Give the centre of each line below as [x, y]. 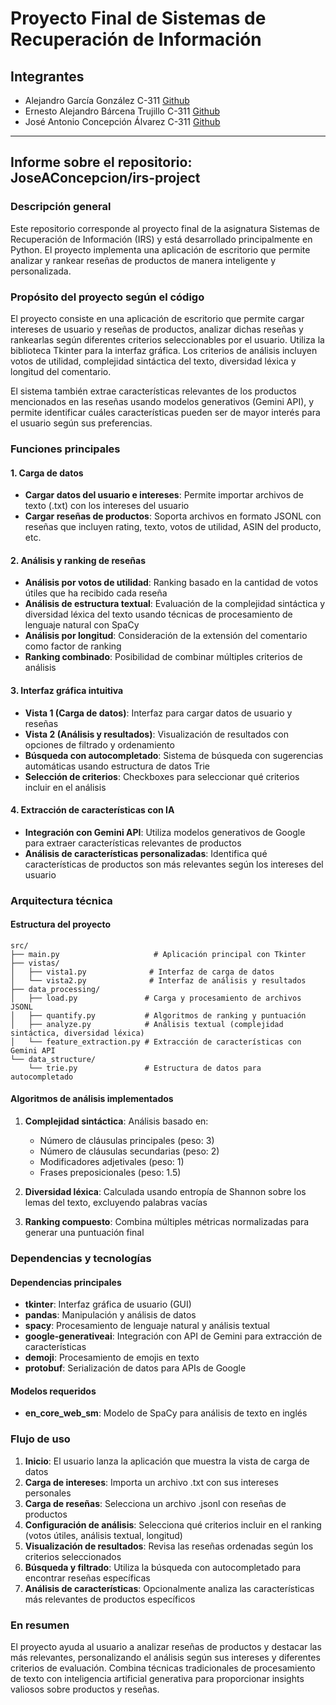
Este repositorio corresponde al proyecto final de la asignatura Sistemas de [165, 228]
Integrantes [47, 76]
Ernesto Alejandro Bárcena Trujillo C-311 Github [122, 111]
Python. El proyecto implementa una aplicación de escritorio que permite [160, 249]
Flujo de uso [40, 1439]
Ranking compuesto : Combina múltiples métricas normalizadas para [167, 1222]
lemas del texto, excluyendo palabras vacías [116, 1203]
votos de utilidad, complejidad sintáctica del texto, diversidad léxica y [153, 361]
